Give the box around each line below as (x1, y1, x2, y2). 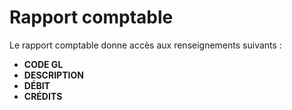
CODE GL (23, 58, 64, 70)
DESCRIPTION (23, 69, 84, 81)
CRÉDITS (23, 90, 63, 102)
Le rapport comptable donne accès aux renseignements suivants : (9, 39, 282, 51)
